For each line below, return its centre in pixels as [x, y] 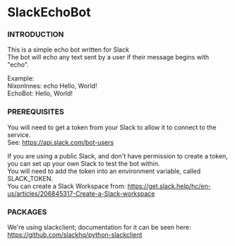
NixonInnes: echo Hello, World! [52, 86]
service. [19, 134]
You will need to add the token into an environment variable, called [104, 171]
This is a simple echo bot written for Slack [68, 49]
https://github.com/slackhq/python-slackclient [75, 235]
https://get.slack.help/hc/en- [169, 186]
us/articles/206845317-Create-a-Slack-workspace [81, 193]
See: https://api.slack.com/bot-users [61, 142]
